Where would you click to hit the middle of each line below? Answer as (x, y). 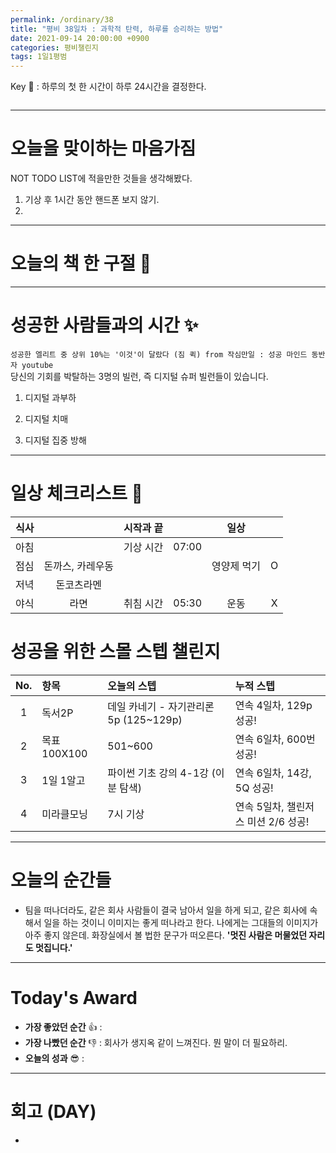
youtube (37, 365)
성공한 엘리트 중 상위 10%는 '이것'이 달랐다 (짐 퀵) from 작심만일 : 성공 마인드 (159, 354)
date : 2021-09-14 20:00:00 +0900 (80, 38)
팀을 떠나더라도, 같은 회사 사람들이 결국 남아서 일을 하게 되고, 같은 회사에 (166, 910)
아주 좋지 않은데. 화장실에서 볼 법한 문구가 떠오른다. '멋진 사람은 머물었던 (166, 935)
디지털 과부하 (50, 397)
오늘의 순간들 (61, 880)
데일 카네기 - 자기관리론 (161, 706)
